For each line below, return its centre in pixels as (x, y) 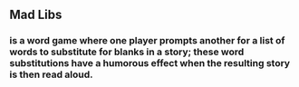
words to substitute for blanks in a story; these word (127, 52)
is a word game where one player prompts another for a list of (147, 41)
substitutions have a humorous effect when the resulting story (150, 63)
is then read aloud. (51, 74)
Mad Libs (36, 15)
